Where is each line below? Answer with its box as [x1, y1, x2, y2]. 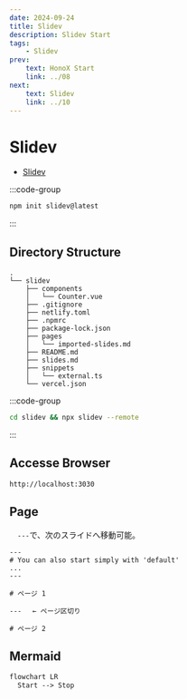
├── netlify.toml [25, 308, 91, 317]
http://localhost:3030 [9, 480, 95, 489]
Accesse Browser [9, 455, 111, 471]
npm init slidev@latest [9, 201, 99, 211]
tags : [9, 38, 30, 48]
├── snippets [25, 364, 75, 373]
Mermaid [9, 648, 61, 664]
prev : [9, 55, 30, 64]
